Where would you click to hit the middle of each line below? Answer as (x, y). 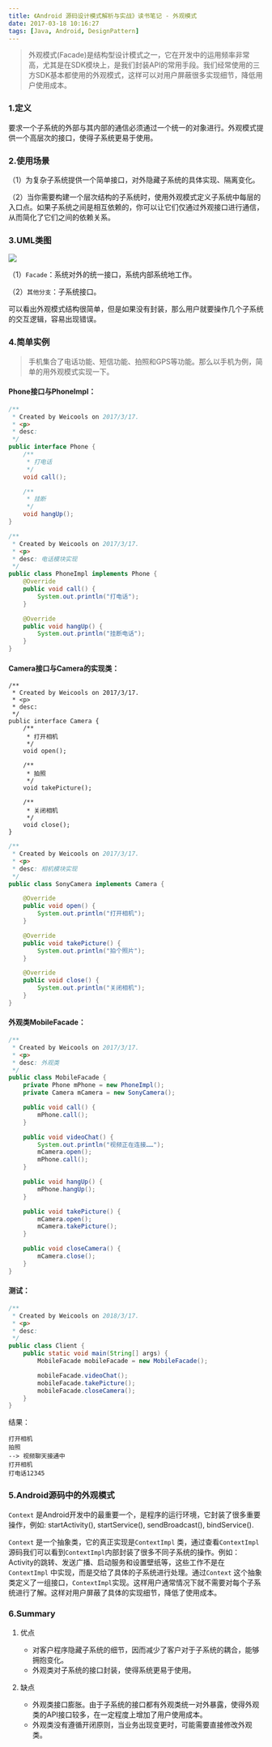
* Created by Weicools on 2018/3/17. (75, 1316)
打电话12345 (27, 1474)
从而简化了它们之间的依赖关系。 (62, 217)
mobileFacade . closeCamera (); (87, 1391)
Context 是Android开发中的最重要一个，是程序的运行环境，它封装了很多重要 (134, 1515)
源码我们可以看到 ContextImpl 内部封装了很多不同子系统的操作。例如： (124, 1552)
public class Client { (47, 1346)
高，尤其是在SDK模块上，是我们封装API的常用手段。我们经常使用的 (140, 65)
